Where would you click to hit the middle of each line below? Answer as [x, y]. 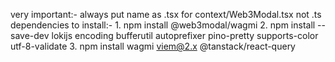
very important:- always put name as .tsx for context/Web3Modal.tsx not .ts [166, 14]
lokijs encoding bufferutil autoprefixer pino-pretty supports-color [185, 35]
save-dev [30, 35]
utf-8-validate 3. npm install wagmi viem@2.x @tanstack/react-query [153, 46]
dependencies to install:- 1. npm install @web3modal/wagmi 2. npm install [163, 25]
